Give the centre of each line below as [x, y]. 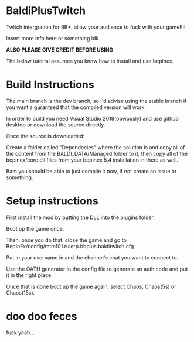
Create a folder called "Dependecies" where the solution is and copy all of [96, 147]
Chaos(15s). [21, 293]
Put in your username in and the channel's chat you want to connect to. [92, 257]
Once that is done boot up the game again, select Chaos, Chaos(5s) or [91, 286]
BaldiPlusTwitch [46, 11]
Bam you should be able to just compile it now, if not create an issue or [91, 171]
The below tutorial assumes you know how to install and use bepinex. [90, 61]
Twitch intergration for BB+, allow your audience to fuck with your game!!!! [96, 27]
